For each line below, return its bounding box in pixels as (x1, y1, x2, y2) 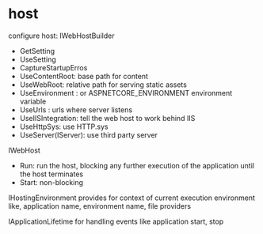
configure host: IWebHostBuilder (8, 31, 115, 40)
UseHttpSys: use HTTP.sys (19, 122, 109, 131)
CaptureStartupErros (19, 62, 88, 72)
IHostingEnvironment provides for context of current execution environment (8, 193, 256, 202)
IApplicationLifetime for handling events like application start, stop (8, 217, 224, 226)
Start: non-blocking (19, 177, 83, 187)
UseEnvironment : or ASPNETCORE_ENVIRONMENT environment (19, 88, 233, 97)
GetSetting (19, 46, 55, 55)
